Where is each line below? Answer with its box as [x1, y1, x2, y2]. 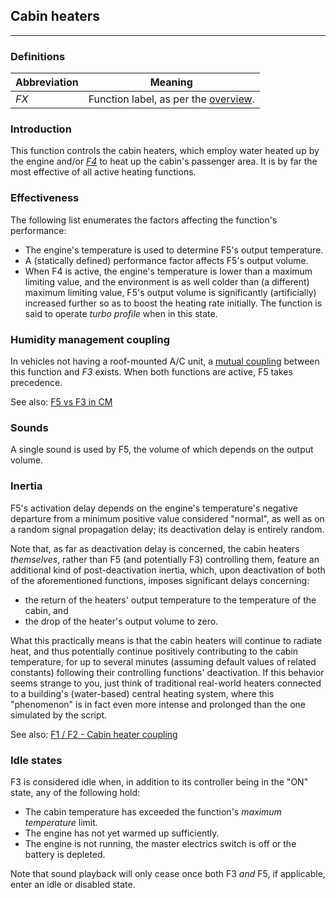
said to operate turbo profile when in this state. [24, 307, 218, 319]
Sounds [10, 420, 49, 434]
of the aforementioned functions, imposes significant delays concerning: [10, 574, 310, 586]
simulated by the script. [10, 709, 108, 721]
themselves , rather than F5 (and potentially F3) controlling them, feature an [10, 553, 320, 565]
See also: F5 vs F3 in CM [10, 396, 113, 408]
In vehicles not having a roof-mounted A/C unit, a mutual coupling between [10, 355, 320, 367]
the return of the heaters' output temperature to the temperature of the [24, 594, 317, 606]
